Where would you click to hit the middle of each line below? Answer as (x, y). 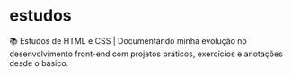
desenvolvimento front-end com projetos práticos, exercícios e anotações (146, 54)
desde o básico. (39, 63)
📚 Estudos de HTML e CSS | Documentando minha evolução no (128, 40)
